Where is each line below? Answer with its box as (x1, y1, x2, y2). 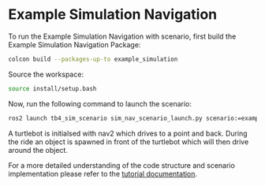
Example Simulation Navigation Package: (8, 39, 141, 49)
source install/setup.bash (8, 84, 97, 92)
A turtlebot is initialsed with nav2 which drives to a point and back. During (8, 128, 248, 138)
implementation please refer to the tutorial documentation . (8, 169, 198, 178)
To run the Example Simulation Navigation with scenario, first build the (8, 32, 237, 41)
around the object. (8, 145, 69, 154)
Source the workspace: (8, 69, 84, 79)
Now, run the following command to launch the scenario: (8, 99, 192, 108)
